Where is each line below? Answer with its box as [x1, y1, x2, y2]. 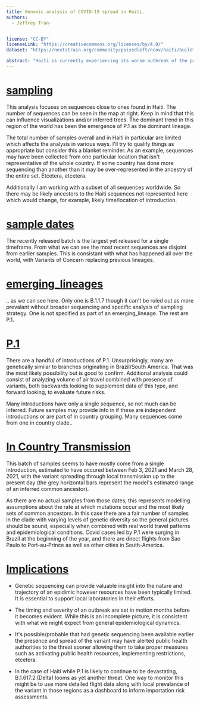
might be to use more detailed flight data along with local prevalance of [14, 680, 190, 688]
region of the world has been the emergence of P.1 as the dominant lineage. [6, 122, 192, 129]
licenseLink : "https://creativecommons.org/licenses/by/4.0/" [6, 41, 164, 48]
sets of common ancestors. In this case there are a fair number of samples [6, 509, 189, 517]
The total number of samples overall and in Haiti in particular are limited [6, 134, 182, 141]
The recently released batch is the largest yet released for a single [6, 237, 169, 244]
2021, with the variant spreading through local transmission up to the [6, 472, 175, 480]
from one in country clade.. [6, 419, 73, 426]
